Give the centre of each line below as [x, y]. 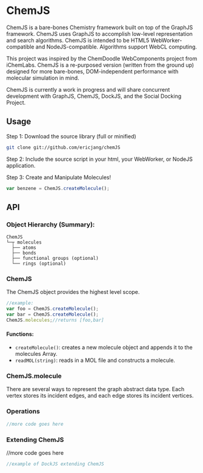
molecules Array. [36, 354]
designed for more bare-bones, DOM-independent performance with [92, 71]
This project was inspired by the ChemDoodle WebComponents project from [102, 58]
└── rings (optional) [39, 264]
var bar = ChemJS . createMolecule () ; [52, 315]
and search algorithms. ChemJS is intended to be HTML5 [78, 40]
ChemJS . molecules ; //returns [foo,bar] [55, 320]
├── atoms [24, 248]
